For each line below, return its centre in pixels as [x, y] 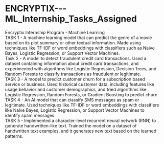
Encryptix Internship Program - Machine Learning [55, 32]
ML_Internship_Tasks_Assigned [71, 19]
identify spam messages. [30, 115]
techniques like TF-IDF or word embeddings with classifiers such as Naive [80, 48]
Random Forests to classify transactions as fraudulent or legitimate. [73, 74]
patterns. [14, 136]
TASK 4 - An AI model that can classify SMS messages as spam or [72, 100]
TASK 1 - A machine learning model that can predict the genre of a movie [79, 38]
